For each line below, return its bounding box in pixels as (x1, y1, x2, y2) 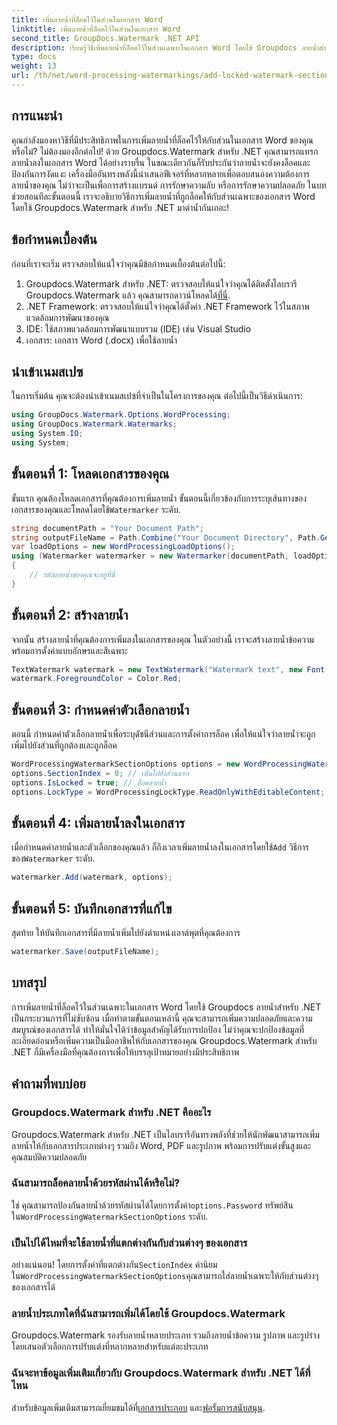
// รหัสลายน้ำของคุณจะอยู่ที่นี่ (29, 570, 116, 580)
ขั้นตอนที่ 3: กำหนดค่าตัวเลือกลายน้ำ (11, 701, 190, 718)
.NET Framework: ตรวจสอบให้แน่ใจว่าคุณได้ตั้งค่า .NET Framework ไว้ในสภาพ (25, 300, 310, 312)
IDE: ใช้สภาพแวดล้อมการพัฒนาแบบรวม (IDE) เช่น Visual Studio (25, 322, 252, 335)
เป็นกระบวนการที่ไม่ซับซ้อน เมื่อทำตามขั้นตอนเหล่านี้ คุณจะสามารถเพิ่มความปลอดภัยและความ (11, 1012, 313, 1024)
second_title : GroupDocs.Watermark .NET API (11, 33, 200, 43)
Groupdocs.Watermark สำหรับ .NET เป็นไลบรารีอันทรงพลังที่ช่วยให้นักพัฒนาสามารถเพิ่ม (11, 1128, 320, 1140)
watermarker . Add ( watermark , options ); (11, 872, 173, 883)
